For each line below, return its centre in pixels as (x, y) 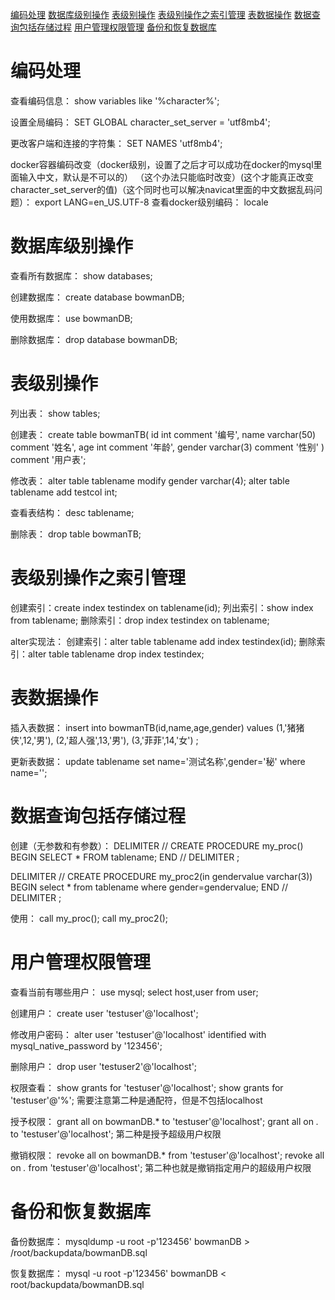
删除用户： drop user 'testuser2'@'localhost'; (104, 1066)
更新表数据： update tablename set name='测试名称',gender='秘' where (158, 761)
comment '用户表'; (48, 459)
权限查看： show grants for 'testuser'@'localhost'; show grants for (147, 1087)
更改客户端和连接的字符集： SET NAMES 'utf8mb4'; (116, 143)
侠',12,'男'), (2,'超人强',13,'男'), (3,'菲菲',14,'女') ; (104, 740)
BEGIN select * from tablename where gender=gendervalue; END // (149, 887)
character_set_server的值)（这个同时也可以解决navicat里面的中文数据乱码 (162, 189)
